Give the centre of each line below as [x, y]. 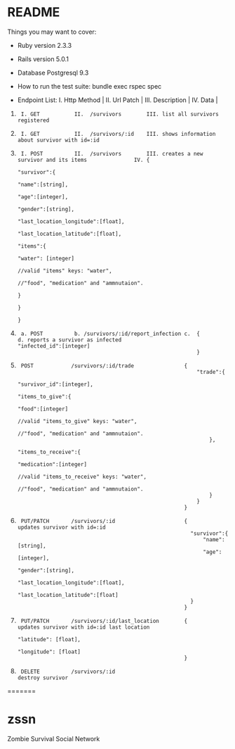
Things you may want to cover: [52, 32]
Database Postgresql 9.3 [53, 73]
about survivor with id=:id [58, 140]
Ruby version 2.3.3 [45, 45]
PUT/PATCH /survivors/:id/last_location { [104, 621]
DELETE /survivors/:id [68, 672]
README [34, 12]
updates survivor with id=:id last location [83, 627]
